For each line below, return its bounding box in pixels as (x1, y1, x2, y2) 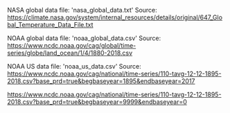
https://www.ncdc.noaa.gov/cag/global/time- (7, 42, 136, 49)
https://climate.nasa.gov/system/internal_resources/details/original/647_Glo (7, 13, 223, 21)
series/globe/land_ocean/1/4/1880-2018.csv (7, 49, 133, 57)
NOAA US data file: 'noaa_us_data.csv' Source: (7, 62, 141, 70)
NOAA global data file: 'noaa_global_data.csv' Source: (7, 34, 161, 42)
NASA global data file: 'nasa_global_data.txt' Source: (7, 6, 157, 14)
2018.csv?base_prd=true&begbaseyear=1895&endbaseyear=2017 (7, 77, 195, 85)
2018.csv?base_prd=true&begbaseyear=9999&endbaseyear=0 (7, 98, 187, 106)
